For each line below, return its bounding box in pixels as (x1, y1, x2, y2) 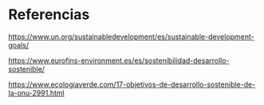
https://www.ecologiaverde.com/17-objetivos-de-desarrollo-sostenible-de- (8, 80, 256, 89)
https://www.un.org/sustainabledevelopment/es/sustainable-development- (8, 32, 254, 41)
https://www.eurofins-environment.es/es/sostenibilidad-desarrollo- (8, 56, 230, 65)
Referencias (8, 6, 90, 24)
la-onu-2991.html (8, 87, 65, 97)
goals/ (8, 40, 30, 49)
